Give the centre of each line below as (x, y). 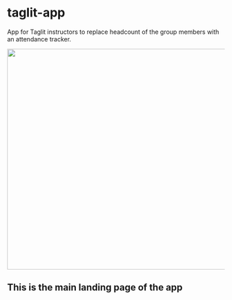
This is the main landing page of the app (95, 288)
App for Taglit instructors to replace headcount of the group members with (113, 32)
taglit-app (36, 13)
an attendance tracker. (39, 39)
